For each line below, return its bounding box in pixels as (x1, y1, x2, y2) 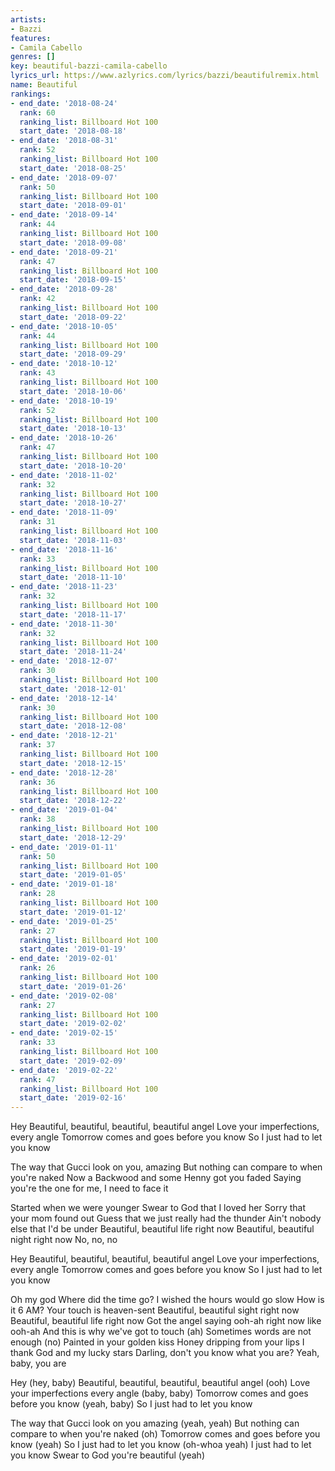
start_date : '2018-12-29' (19, 832, 128, 843)
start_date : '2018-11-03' (19, 535, 128, 545)
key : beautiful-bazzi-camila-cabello (10, 61, 168, 71)
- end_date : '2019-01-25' (10, 916, 118, 926)
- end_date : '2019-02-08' (10, 991, 118, 1001)
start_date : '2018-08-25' (19, 163, 128, 173)
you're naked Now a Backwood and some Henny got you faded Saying (10, 1172, 302, 1184)
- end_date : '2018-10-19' (10, 396, 118, 406)
